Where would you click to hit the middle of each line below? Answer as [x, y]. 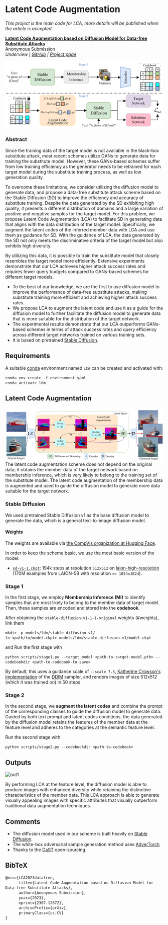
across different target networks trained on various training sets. [79, 334]
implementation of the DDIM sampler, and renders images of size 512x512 [81, 677]
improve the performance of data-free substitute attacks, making [79, 292]
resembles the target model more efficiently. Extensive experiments [75, 261]
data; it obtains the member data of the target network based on [71, 470]
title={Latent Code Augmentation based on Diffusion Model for [86, 883]
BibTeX [16, 865]
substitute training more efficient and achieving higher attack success [85, 297]
